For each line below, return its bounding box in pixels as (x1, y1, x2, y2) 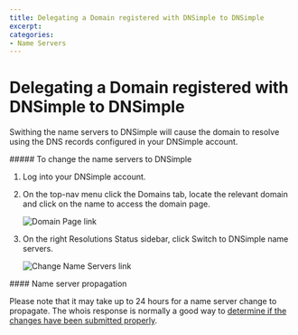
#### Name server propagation (9, 278, 127, 290)
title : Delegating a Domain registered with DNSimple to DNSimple (9, 13, 265, 23)
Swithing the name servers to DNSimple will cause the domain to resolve (9, 127, 280, 138)
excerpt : (9, 22, 42, 31)
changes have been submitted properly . (9, 315, 158, 326)
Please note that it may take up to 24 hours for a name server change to (9, 296, 277, 307)
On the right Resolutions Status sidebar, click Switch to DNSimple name (22, 234, 289, 244)
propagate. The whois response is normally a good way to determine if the (9, 305, 287, 317)
